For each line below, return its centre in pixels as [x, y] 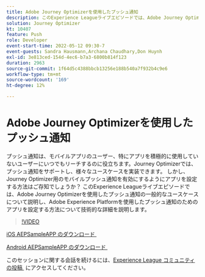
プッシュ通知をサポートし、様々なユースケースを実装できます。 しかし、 [98, 171]
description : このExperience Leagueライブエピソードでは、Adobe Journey [95, 18]
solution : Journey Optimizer [43, 23]
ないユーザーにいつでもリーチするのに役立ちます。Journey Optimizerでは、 [102, 163]
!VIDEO [30, 221]
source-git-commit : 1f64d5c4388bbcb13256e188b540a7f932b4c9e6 [87, 68]
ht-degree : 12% [26, 86]
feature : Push [24, 35]
